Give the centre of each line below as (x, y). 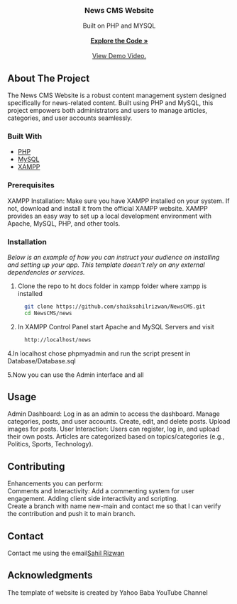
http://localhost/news (58, 340)
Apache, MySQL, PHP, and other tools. (64, 223)
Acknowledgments (50, 575)
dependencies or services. (46, 272)
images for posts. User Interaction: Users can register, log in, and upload (114, 429)
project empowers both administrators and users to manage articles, (108, 111)
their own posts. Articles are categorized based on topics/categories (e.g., (116, 436)
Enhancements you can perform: (55, 483)
